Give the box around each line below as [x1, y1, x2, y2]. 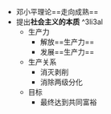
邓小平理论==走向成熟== [15, 7, 99, 16]
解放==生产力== [39, 37, 95, 47]
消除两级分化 [39, 77, 83, 87]
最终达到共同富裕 [39, 97, 97, 107]
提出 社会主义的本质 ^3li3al [15, 17, 103, 26]
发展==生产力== [39, 47, 95, 56]
